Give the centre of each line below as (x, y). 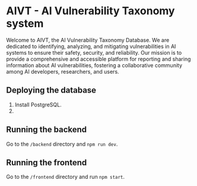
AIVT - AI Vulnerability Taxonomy (90, 11)
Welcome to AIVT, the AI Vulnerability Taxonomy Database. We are (88, 40)
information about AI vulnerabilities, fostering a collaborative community (94, 65)
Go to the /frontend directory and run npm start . (66, 177)
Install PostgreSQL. (38, 105)
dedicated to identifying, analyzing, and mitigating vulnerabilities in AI (91, 46)
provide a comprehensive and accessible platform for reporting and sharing (99, 59)
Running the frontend (47, 163)
